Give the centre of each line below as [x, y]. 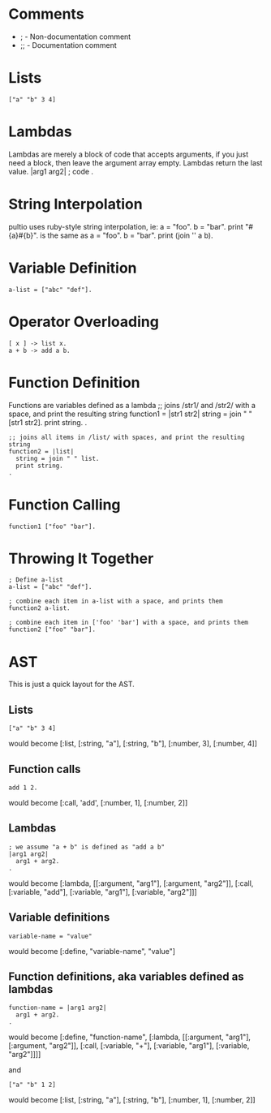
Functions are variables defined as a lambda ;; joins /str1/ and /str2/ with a [132, 405]
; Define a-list [36, 580]
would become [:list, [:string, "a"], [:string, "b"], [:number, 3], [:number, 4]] [133, 744]
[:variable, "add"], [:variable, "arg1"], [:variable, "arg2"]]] [103, 892]
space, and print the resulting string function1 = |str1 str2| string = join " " [131, 414]
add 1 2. [23, 788]
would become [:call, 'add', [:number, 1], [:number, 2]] [98, 803]
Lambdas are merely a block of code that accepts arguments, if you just [129, 154]
